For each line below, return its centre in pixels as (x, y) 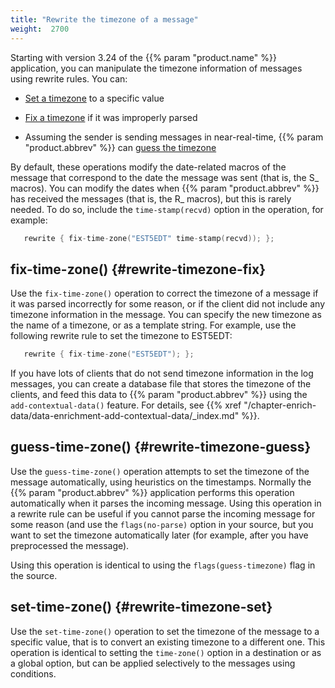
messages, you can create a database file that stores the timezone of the (161, 384)
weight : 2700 (40, 29)
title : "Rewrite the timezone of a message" (104, 19)
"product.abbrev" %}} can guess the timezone (120, 147)
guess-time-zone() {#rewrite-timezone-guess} (161, 447)
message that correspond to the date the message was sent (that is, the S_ (165, 177)
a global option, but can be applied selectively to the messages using (153, 663)
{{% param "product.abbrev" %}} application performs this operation (152, 492)
